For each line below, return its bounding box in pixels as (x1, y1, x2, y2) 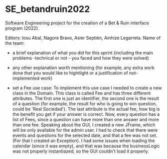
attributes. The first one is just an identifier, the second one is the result (12, 95, 160, 101)
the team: (5, 40, 25, 46)
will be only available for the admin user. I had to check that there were (12, 127, 158, 133)
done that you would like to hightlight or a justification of (12, 70, 128, 76)
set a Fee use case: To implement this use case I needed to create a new (12, 84, 162, 90)
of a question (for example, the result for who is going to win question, (12, 100, 157, 106)
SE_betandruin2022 (5, 3, 90, 15)
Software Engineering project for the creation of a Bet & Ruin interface (5, 20, 150, 26)
